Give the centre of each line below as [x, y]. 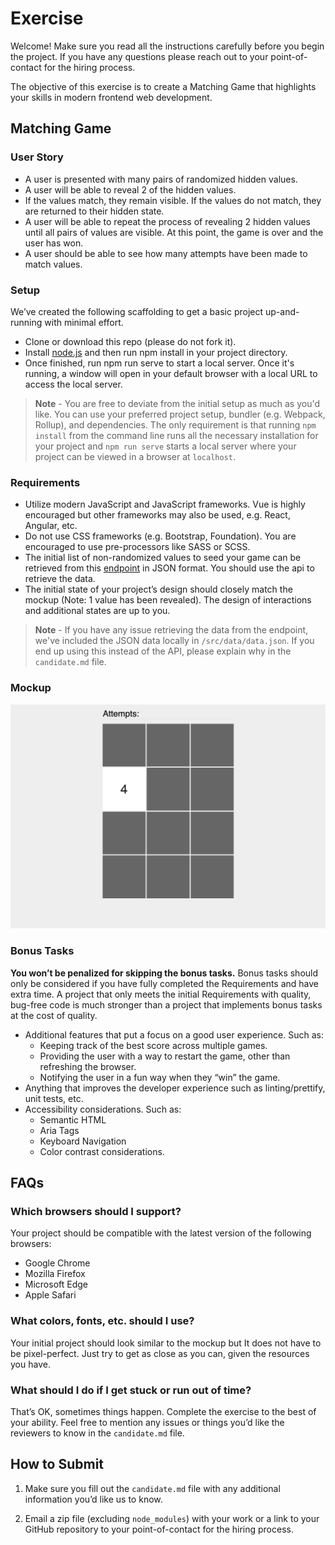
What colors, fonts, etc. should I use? [102, 1321]
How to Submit [57, 1464]
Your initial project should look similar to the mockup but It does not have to [166, 1343]
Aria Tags [59, 1130]
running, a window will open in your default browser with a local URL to [171, 373]
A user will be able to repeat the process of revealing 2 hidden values [167, 221]
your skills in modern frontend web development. [111, 97]
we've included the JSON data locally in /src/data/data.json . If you [174, 641]
